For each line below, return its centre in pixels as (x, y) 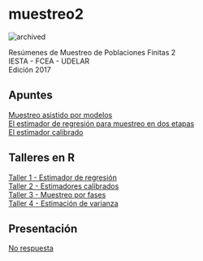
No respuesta (31, 248)
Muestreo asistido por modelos (60, 115)
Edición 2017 (30, 69)
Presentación (43, 228)
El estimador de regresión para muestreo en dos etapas (101, 124)
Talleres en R (42, 158)
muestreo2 (46, 14)
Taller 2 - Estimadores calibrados (64, 186)
